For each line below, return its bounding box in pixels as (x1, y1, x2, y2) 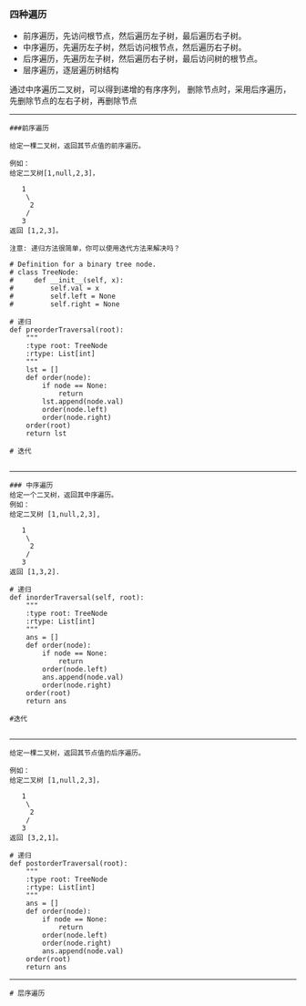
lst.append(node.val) (42, 397, 125, 406)
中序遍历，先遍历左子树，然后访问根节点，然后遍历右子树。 (22, 42, 247, 53)
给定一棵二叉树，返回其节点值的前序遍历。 (9, 141, 146, 151)
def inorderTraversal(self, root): (9, 593, 145, 602)
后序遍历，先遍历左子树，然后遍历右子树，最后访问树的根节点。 (22, 53, 262, 65)
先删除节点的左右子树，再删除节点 (9, 96, 138, 107)
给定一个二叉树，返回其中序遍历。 (9, 490, 118, 500)
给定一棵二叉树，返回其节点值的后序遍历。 (9, 749, 146, 758)
